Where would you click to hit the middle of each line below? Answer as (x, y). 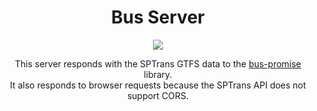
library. (158, 74)
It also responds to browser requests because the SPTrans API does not (158, 85)
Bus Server (158, 17)
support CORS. (158, 95)
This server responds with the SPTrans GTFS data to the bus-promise (158, 63)
